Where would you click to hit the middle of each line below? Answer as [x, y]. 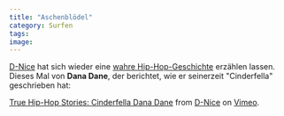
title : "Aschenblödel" [51, 17]
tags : [19, 33]
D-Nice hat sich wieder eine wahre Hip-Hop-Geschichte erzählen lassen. [142, 67]
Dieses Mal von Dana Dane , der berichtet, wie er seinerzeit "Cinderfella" [141, 76]
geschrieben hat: [40, 85]
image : [21, 42]
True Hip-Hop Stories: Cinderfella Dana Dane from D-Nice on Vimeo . [134, 103]
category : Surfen [41, 25]
